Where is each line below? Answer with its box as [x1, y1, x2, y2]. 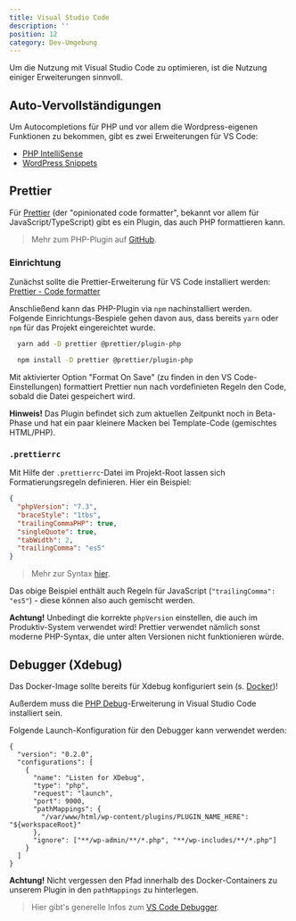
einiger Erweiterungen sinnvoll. [9, 72, 123, 83]
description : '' [9, 21, 70, 30]
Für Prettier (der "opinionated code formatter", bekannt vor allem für [9, 207, 260, 218]
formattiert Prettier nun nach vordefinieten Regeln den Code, [63, 381, 287, 392]
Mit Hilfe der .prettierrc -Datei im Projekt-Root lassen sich [9, 468, 226, 478]
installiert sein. [9, 708, 63, 718]
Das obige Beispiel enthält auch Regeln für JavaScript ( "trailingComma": [9, 585, 276, 596]
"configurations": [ [17, 758, 94, 767]
